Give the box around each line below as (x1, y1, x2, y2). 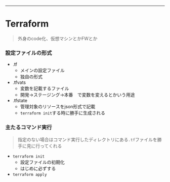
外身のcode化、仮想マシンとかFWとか (17, 35, 98, 41)
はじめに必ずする (20, 165, 56, 171)
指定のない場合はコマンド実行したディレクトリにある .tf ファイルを (17, 136, 158, 142)
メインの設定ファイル (20, 67, 65, 74)
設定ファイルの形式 (5, 49, 52, 56)
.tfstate (12, 98, 28, 104)
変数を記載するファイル (20, 85, 69, 92)
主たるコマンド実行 (5, 124, 52, 131)
